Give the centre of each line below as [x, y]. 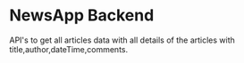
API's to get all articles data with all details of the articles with [122, 40]
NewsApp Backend [82, 16]
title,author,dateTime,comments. [69, 49]
